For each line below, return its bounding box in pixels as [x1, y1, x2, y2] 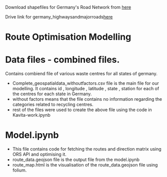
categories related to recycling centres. [12, 102, 93, 108]
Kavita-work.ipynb [12, 112, 51, 118]
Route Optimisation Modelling [5, 31, 131, 43]
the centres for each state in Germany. [12, 91, 92, 97]
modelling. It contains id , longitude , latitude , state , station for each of [12, 86, 159, 92]
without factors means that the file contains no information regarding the [12, 96, 162, 102]
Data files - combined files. [5, 54, 120, 65]
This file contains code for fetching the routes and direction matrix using [12, 146, 161, 152]
